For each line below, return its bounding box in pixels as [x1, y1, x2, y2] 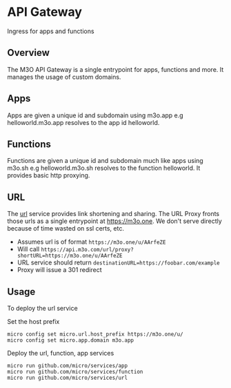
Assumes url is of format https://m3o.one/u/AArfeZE [17, 237, 166, 246]
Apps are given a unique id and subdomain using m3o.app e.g [7, 111, 184, 119]
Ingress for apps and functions [7, 27, 94, 35]
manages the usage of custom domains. [7, 72, 121, 81]
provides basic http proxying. [7, 171, 90, 180]
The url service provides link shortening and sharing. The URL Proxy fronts [7, 210, 219, 218]
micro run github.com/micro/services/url [7, 374, 128, 381]
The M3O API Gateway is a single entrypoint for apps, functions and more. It [7, 65, 224, 73]
